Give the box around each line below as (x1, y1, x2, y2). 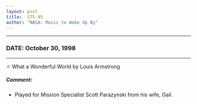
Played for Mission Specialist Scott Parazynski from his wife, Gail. (14, 91, 173, 98)
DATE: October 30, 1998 (6, 44, 76, 53)
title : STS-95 (6, 14, 43, 20)
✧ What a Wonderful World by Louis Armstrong (6, 63, 120, 70)
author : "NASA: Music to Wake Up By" (6, 19, 98, 25)
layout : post (6, 8, 38, 15)
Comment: (6, 77, 33, 84)
